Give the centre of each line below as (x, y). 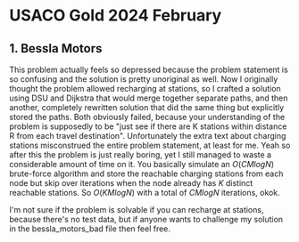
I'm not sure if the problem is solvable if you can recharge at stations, (137, 210)
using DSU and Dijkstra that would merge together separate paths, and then (149, 98)
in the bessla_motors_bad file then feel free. (90, 229)
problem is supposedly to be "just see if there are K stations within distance (148, 126)
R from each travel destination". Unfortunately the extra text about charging (148, 136)
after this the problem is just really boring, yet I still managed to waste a (141, 155)
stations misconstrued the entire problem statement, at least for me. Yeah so (150, 145)
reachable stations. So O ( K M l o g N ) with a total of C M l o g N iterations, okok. (145, 193)
